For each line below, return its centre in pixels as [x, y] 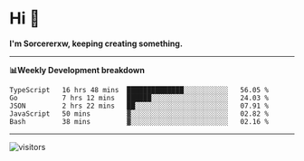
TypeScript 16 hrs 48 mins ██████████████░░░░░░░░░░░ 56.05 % [139, 90]
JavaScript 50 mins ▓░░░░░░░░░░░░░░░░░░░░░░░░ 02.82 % [139, 114]
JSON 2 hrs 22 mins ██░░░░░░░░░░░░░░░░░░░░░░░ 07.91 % [139, 106]
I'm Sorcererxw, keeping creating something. [96, 43]
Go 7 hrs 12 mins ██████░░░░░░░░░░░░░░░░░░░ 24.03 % [139, 98]
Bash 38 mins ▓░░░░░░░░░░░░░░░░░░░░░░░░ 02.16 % [139, 121]
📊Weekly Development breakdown [77, 70]
